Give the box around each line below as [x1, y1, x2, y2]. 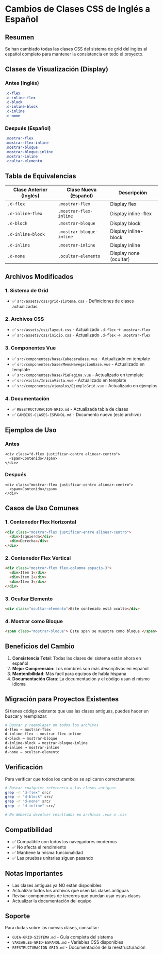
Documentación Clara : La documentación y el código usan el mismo [12, 676, 150, 681]
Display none [110, 250, 140, 257]
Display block [110, 220, 141, 227]
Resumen [5, 33, 34, 41]
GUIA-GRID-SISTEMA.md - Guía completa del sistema [12, 934, 113, 940]
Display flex [110, 201, 137, 208]
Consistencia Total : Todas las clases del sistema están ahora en [12, 655, 142, 661]
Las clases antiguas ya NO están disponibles [12, 882, 102, 888]
